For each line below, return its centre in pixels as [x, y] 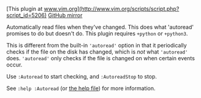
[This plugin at [25, 9]
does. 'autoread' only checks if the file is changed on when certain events [100, 58]
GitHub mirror [65, 15]
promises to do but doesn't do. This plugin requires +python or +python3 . [97, 33]
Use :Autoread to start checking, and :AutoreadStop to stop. [82, 76]
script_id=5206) [27, 15]
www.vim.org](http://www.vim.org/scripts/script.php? [112, 9]
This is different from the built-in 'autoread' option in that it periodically [97, 45]
